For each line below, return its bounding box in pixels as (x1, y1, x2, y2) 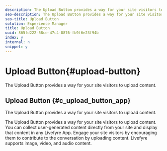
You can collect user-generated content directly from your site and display (5, 125, 158, 131)
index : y (5, 35, 23, 40)
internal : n (5, 40, 30, 45)
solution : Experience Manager (5, 21, 68, 26)
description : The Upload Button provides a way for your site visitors (5, 7, 157, 12)
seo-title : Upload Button (5, 16, 59, 21)
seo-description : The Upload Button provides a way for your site (5, 12, 146, 17)
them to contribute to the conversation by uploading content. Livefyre (5, 135, 148, 141)
